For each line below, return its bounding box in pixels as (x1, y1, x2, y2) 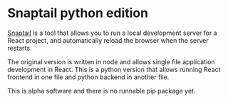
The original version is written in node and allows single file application (7, 57, 215, 66)
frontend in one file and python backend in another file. (7, 73, 170, 81)
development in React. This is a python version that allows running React (7, 65, 221, 73)
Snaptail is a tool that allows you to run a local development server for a (7, 29, 217, 37)
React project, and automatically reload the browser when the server (7, 36, 209, 44)
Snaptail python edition (7, 5, 148, 21)
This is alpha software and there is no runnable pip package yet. (7, 86, 196, 95)
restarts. (7, 44, 32, 52)
